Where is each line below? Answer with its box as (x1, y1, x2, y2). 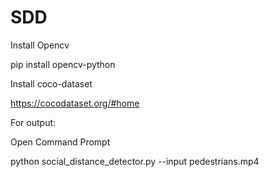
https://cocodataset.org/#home (10, 97, 140, 109)
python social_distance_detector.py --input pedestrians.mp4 (10, 155, 260, 167)
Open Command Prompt (10, 136, 111, 148)
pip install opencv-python (10, 58, 116, 70)
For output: (10, 116, 57, 128)
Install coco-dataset (10, 77, 93, 90)
